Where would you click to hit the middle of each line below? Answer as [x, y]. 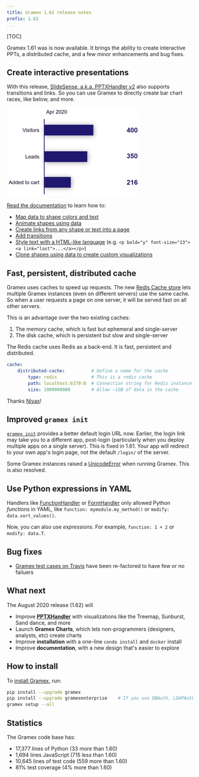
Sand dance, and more [43, 622]
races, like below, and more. [41, 99]
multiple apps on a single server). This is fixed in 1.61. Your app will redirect [98, 446]
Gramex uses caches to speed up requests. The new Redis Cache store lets [99, 288]
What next [26, 591]
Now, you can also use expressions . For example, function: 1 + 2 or [91, 527]
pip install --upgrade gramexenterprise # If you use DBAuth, [89, 698]
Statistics [25, 723]
